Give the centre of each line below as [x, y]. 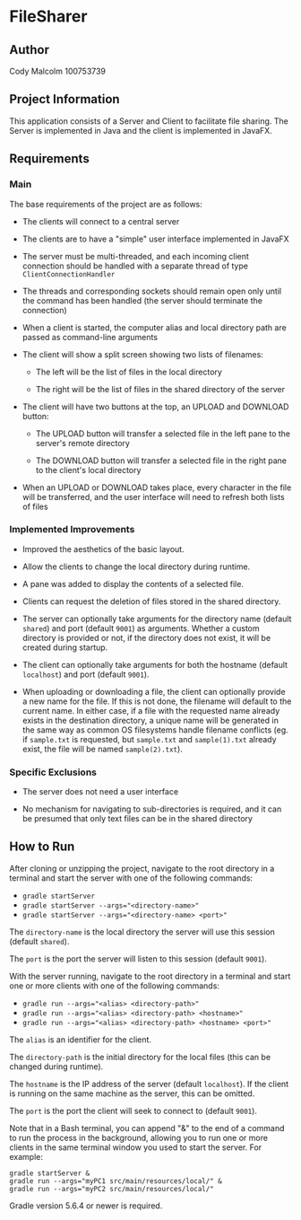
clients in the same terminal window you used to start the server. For [136, 1147]
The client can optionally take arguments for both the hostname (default [155, 664]
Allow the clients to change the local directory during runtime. [136, 566]
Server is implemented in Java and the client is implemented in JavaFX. [141, 130]
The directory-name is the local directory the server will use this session [142, 932]
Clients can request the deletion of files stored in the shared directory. [151, 601]
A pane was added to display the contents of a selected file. [133, 584]
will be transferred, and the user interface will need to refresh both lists [153, 496]
